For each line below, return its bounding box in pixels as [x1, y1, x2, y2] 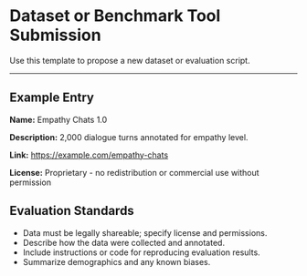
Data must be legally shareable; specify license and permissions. [22, 227, 268, 238]
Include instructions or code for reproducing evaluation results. [22, 247, 260, 258]
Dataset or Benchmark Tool [9, 5, 221, 26]
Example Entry [9, 90, 94, 106]
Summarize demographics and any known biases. [22, 256, 211, 267]
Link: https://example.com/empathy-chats [9, 149, 169, 160]
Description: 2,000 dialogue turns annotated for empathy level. [9, 131, 249, 142]
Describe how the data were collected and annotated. [22, 237, 226, 248]
